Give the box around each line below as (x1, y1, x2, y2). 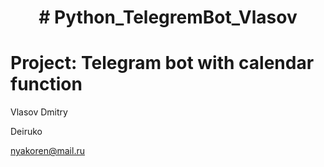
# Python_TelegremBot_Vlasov (38, 6, 298, 29)
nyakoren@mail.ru (10, 145, 85, 157)
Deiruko (10, 126, 43, 138)
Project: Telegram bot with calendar (10, 52, 315, 75)
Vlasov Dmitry (10, 106, 68, 118)
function (10, 73, 83, 96)
